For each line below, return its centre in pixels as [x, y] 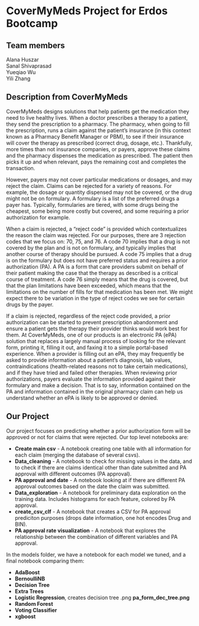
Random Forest [34, 603]
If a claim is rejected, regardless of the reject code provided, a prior [88, 316]
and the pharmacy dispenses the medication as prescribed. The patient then [99, 155]
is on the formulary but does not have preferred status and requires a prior [97, 260]
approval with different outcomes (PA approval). [73, 474]
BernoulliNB [30, 579]
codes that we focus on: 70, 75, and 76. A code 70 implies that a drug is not [98, 241]
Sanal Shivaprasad [29, 66]
